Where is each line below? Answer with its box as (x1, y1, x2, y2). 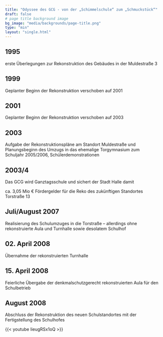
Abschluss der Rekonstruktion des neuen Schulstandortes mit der (5, 312, 137, 318)
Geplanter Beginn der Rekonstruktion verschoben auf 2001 (5, 88, 123, 93)
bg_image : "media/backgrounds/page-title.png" (5, 20, 101, 26)
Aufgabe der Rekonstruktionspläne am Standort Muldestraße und (5, 142, 136, 147)
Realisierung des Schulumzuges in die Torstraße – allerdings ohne (5, 220, 137, 226)
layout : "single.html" (5, 30, 51, 35)
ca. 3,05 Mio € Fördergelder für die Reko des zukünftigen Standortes (5, 188, 144, 195)
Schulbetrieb (5, 285, 31, 291)
